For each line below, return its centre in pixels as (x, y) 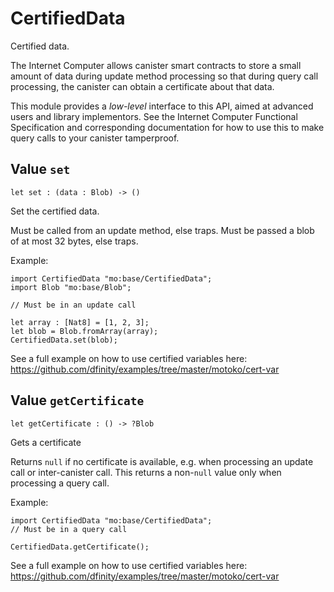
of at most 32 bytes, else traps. (74, 241)
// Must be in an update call (73, 305)
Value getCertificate (77, 400)
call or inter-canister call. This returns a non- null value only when (146, 472)
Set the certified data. (55, 211)
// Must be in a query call (69, 529)
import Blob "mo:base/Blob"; (71, 287)
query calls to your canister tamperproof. (95, 138)
